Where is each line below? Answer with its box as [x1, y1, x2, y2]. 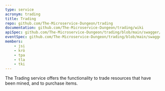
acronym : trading [5, 12, 41, 17]
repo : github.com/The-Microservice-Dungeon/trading [5, 21, 113, 26]
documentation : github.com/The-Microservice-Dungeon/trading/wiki [5, 25, 144, 30]
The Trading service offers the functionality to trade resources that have [5, 75, 151, 81]
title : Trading [5, 16, 36, 21]
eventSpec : [5, 35, 27, 40]
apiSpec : [5, 30, 23, 35]
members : [5, 39, 23, 44]
